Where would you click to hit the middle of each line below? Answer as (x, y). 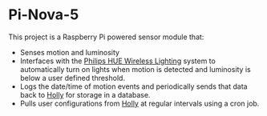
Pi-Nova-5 (44, 15)
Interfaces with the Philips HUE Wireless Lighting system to (118, 61)
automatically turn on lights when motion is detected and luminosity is (135, 69)
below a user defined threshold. (73, 78)
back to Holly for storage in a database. (85, 94)
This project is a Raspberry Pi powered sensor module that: (106, 37)
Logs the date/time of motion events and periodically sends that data (133, 86)
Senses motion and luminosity (70, 52)
